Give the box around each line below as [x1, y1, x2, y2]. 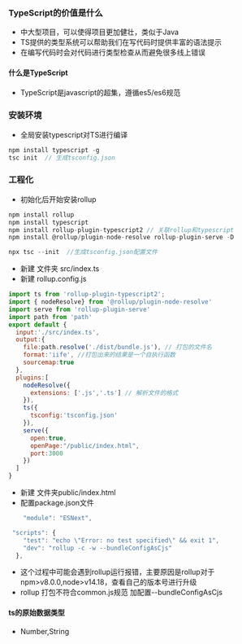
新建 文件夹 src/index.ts [19, 264, 100, 274]
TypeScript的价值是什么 [8, 7, 103, 18]
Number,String [19, 626, 70, 636]
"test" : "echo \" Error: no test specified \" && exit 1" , [23, 536, 220, 545]
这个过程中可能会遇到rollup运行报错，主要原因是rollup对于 [19, 567, 215, 577]
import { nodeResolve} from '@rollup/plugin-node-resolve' [8, 298, 213, 306]
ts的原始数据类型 [8, 608, 65, 618]
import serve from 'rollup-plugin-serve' [8, 305, 151, 313]
